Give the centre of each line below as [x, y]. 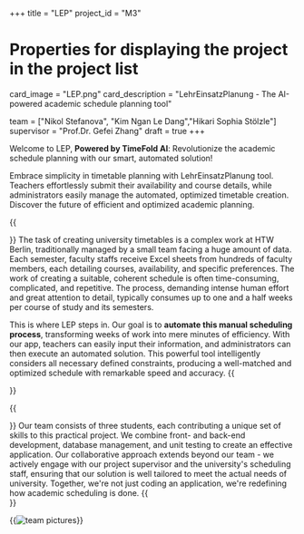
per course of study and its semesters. [82, 306]
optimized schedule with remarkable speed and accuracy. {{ [122, 373]
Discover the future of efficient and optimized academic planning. [132, 204]
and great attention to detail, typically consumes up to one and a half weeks [151, 297]
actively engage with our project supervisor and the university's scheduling [151, 464]
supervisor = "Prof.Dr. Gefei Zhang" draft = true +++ [108, 131]
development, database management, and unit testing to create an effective [151, 444]
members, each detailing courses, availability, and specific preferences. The [152, 268]
